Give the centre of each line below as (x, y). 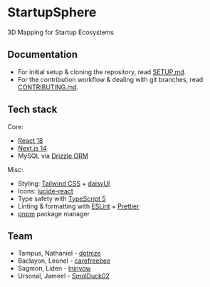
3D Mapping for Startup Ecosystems (61, 32)
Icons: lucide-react (45, 191)
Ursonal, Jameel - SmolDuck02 (64, 276)
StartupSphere (52, 12)
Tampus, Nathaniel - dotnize (59, 253)
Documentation (43, 55)
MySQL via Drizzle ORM (53, 156)
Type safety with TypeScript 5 (62, 198)
